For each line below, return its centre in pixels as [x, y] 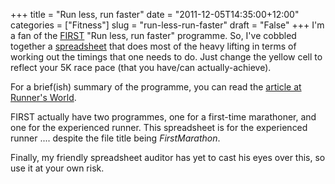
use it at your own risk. [57, 168]
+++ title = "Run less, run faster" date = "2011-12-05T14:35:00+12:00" [155, 14]
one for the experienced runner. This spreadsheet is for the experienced [159, 127]
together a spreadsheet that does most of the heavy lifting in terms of [153, 46]
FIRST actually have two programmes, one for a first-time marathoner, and [163, 117]
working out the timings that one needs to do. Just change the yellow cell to [166, 57]
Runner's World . [43, 97]
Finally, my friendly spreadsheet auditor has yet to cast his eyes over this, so [168, 157]
